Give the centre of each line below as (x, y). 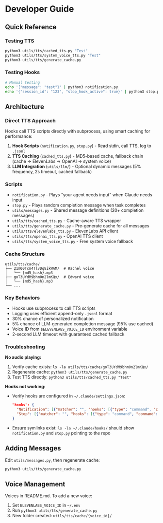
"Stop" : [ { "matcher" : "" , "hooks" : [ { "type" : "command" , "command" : (87, 414)
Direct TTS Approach (30, 120)
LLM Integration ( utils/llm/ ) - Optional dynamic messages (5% (77, 167)
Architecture (25, 106)
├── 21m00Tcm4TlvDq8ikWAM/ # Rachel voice (50, 268)
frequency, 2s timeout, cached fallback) (52, 172)
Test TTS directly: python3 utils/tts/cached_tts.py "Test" (72, 377)
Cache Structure (25, 254)
